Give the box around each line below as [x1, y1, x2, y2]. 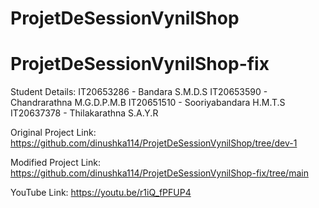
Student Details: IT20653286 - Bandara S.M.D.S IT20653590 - [10, 86, 268, 98]
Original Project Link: [10, 127, 97, 139]
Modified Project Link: [10, 157, 101, 169]
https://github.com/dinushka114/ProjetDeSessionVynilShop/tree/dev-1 [10, 137, 298, 149]
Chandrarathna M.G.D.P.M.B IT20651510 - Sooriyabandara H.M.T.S [10, 97, 286, 109]
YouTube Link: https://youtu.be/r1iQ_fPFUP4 [10, 187, 192, 199]
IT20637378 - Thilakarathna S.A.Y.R [10, 107, 159, 119]
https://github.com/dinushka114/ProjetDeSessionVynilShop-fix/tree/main [10, 167, 309, 179]
